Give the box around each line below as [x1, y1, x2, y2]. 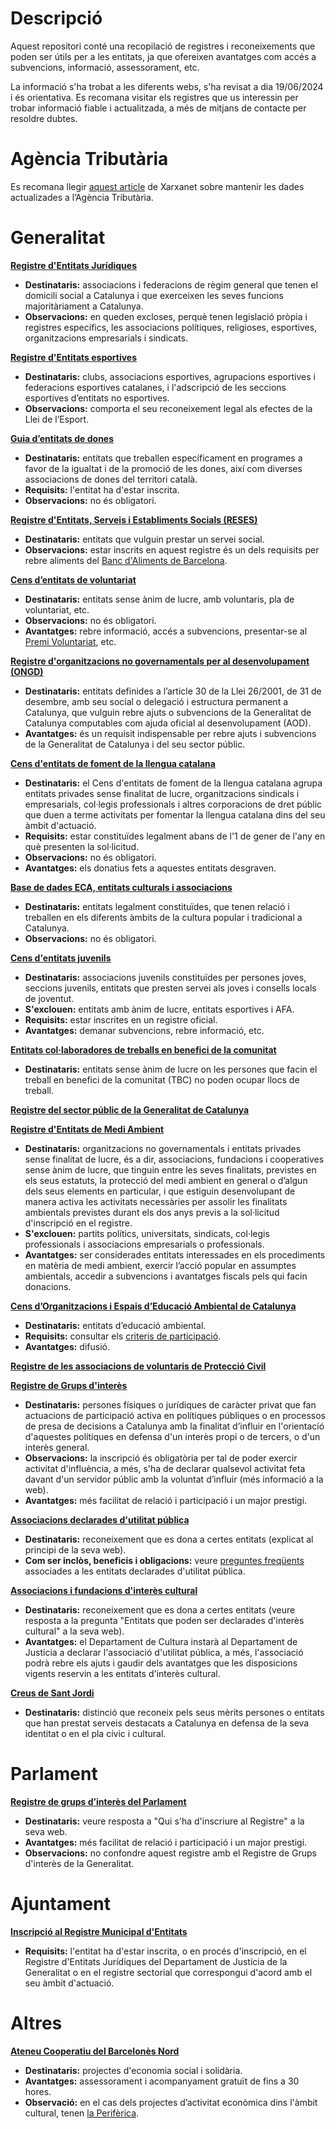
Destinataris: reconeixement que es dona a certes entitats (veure [24, 1603, 296, 1616]
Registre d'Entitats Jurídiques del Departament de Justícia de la [24, 1955, 288, 1967]
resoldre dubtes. [10, 112, 78, 124]
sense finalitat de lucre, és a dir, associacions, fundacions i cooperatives [24, 1153, 325, 1165]
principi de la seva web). [24, 1543, 127, 1556]
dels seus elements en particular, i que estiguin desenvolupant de [24, 1185, 296, 1197]
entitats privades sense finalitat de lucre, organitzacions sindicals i [24, 787, 300, 799]
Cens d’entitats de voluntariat [10, 573, 137, 586]
